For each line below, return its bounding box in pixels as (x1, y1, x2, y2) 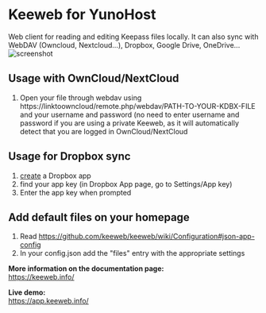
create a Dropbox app (19, 171, 91, 180)
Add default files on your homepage (8, 211, 191, 224)
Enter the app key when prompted (19, 187, 132, 197)
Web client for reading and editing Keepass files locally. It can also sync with (8, 32, 259, 41)
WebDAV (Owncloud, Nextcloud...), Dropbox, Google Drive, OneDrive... (8, 40, 241, 49)
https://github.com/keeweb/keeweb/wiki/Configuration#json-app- (38, 232, 256, 242)
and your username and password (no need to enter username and (19, 110, 240, 119)
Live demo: (8, 288, 46, 297)
